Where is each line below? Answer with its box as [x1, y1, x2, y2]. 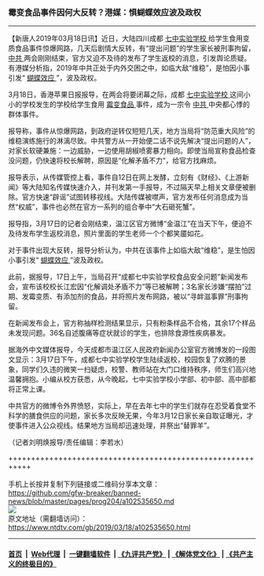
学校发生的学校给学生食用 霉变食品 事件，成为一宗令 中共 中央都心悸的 [21, 100, 250, 110]
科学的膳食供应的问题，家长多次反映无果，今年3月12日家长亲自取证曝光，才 [8, 411, 254, 421]
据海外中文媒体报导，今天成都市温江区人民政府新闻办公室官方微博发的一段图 [8, 345, 256, 355]
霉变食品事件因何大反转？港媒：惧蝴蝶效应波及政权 [8, 6, 202, 17]
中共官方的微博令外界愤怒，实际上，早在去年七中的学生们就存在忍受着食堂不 [8, 401, 256, 411]
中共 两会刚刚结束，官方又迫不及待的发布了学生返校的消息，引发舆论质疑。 [8, 54, 251, 63]
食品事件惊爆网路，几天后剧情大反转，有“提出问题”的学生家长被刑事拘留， [14, 43, 255, 53]
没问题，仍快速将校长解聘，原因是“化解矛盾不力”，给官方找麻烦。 [8, 156, 222, 165]
